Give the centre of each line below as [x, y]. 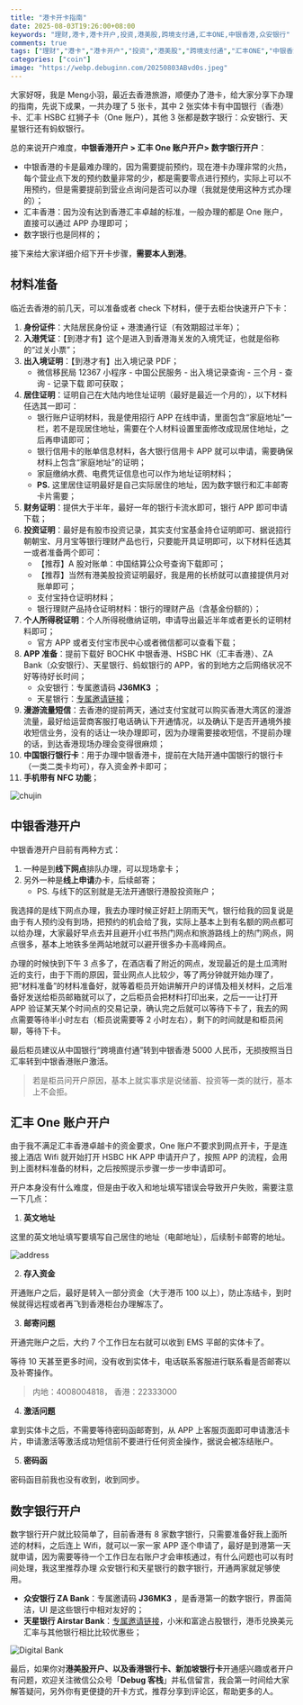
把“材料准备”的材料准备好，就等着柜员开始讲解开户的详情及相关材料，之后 [148, 985]
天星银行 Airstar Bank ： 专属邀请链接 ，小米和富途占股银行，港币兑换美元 [158, 1621]
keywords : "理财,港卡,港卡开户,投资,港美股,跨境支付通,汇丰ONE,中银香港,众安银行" [150, 34]
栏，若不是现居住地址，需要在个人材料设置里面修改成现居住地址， [159, 428]
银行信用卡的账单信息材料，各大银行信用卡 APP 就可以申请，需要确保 [165, 450]
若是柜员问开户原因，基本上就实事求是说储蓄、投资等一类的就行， [154, 1080]
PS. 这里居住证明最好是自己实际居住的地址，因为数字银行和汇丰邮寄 [162, 485]
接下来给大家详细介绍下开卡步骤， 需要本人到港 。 [101, 253]
